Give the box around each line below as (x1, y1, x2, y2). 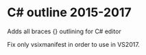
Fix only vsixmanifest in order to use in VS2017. (7, 40, 141, 48)
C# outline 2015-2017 (7, 5, 132, 20)
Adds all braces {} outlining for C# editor (7, 27, 121, 35)
